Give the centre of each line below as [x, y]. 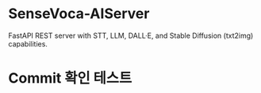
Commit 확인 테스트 [70, 78]
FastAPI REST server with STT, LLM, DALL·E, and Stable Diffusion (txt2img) [131, 35]
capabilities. [28, 43]
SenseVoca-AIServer [79, 14]
